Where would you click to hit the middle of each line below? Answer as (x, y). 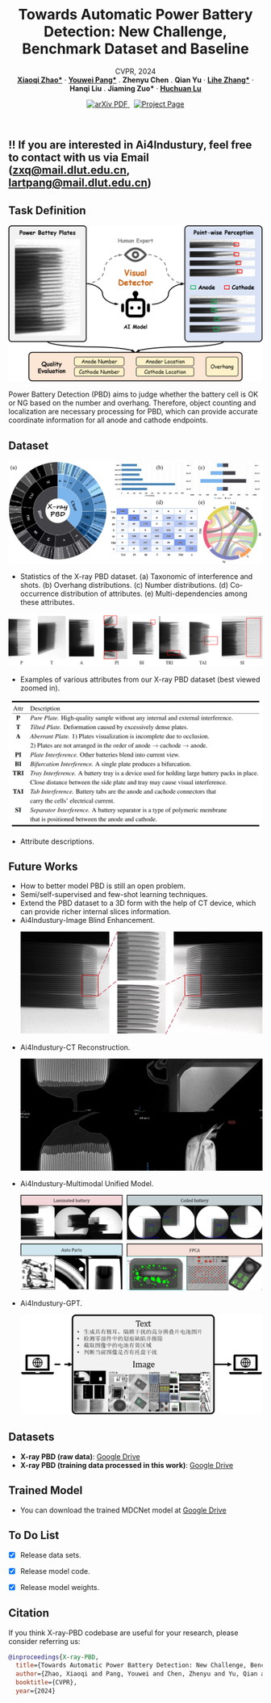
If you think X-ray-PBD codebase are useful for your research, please (123, 1633)
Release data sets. (51, 1554)
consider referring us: (44, 1641)
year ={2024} (36, 1691)
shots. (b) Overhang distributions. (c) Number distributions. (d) (124, 585)
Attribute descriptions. (57, 841)
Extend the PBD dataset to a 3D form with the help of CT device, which (138, 903)
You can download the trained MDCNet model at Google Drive (123, 1510)
